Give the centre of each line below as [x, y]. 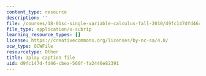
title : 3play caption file [41, 58]
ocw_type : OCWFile [30, 47]
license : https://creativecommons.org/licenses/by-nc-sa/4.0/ [87, 40]
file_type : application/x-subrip [49, 29]
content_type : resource [37, 12]
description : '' [27, 18]
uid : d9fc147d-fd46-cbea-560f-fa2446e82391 [63, 63]
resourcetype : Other [33, 52]
